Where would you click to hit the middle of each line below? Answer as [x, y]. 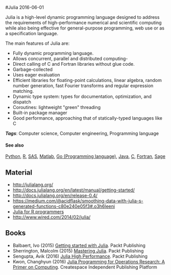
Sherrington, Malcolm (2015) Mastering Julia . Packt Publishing [78, 251]
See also [15, 145]
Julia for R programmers [38, 212]
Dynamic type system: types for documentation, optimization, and [82, 97]
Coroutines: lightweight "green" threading [57, 107]
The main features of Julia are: [38, 43]
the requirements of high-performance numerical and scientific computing [83, 23]
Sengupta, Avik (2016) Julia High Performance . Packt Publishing [80, 256]
